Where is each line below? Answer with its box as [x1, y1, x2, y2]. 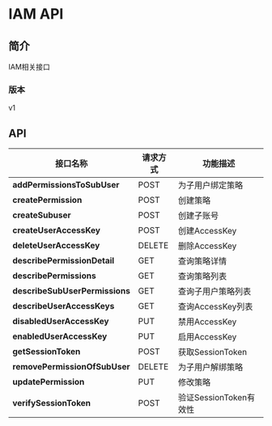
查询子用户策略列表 [177, 286, 252, 297]
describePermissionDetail [12, 255, 115, 267]
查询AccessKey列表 [177, 301, 253, 312]
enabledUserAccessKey [12, 331, 108, 342]
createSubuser [12, 209, 71, 221]
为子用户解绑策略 [177, 361, 244, 373]
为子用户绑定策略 [177, 179, 244, 191]
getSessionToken [12, 346, 81, 357]
